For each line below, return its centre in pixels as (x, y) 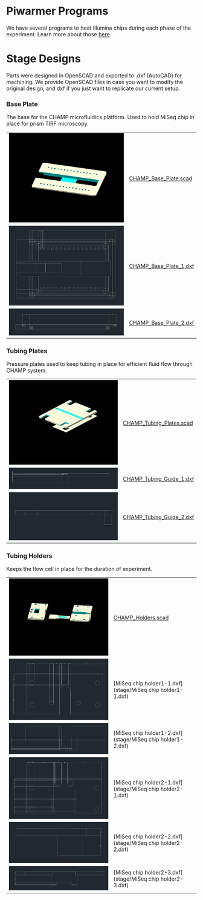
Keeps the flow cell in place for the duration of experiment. (79, 569)
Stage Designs (43, 59)
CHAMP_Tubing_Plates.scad (158, 423)
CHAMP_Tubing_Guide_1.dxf (159, 479)
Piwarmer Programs (57, 11)
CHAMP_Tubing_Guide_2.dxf (159, 517)
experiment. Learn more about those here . (59, 34)
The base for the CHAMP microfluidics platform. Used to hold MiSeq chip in (100, 117)
